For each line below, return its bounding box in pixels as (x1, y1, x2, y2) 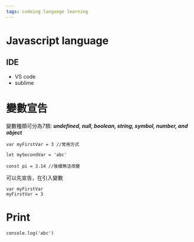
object (6, 129, 22, 136)
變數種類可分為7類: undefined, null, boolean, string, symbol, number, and (6, 122, 188, 130)
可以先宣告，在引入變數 (6, 174, 63, 181)
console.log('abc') (6, 230, 54, 236)
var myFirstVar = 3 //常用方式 (6, 141, 80, 147)
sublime (14, 79, 34, 86)
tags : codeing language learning (6, 8, 88, 15)
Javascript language (6, 34, 109, 47)
